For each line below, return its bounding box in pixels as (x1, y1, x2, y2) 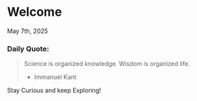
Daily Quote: (7, 44, 50, 54)
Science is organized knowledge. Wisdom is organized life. (23, 60, 190, 68)
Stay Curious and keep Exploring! (7, 87, 101, 95)
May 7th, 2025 (7, 27, 49, 35)
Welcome (7, 4, 62, 20)
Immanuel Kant (34, 73, 77, 81)
